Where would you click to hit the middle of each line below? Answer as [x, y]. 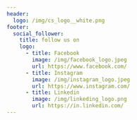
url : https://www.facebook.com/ [80, 66]
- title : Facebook [52, 54]
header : [18, 14]
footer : [18, 27]
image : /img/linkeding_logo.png [80, 100]
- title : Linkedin [52, 92]
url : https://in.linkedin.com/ [78, 106]
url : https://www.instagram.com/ [81, 86]
